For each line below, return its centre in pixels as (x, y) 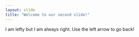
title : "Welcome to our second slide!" (48, 15)
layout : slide (20, 10)
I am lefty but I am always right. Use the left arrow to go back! (70, 29)
